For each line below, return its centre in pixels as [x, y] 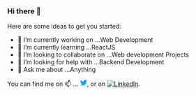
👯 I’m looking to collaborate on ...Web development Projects [103, 54]
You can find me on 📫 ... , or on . [74, 84]
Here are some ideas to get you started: [65, 27]
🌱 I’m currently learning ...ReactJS [66, 47]
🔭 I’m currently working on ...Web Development [85, 40]
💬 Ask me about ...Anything [56, 70]
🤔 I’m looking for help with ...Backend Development [91, 62]
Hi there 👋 [24, 11]
